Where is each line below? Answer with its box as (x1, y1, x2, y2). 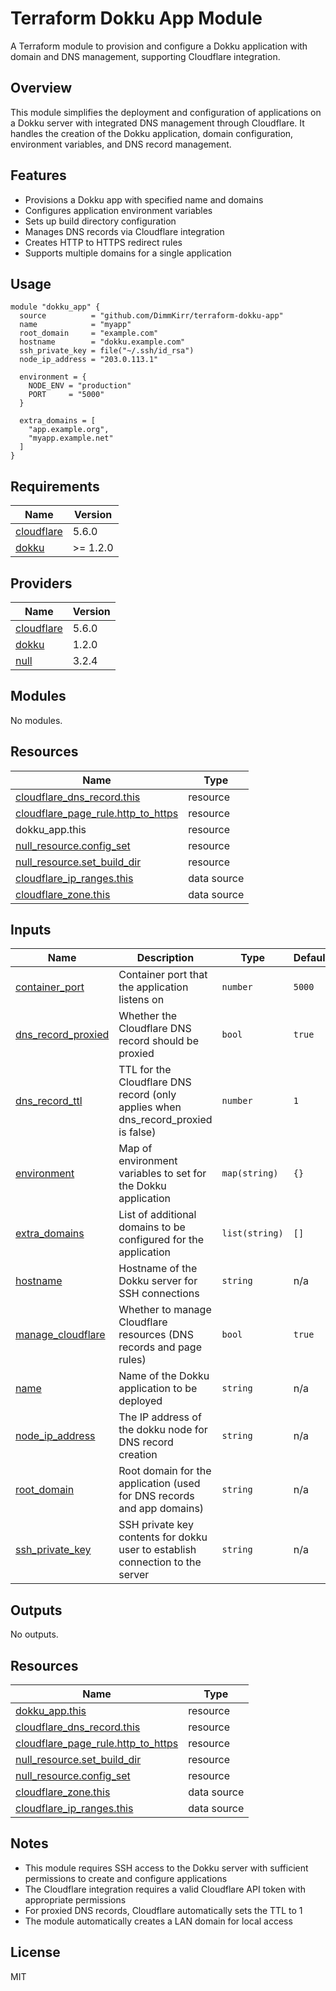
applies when (118, 1100, 182, 1114)
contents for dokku (118, 1530, 208, 1544)
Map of (118, 1142, 153, 1156)
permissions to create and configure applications (24, 1872, 228, 1884)
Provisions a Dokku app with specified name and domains (24, 193, 264, 206)
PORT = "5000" (28, 390, 105, 400)
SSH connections (118, 1287, 200, 1301)
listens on (118, 993, 165, 1007)
